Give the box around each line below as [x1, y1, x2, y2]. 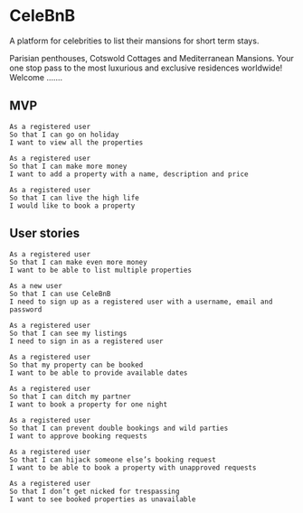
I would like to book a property [9, 201, 136, 210]
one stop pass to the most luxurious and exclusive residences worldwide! [9, 62, 283, 73]
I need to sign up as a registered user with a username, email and [9, 297, 273, 306]
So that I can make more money [9, 162, 128, 171]
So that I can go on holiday [9, 130, 119, 139]
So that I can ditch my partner [9, 392, 131, 401]
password [9, 304, 43, 314]
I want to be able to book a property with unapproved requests [9, 462, 257, 472]
